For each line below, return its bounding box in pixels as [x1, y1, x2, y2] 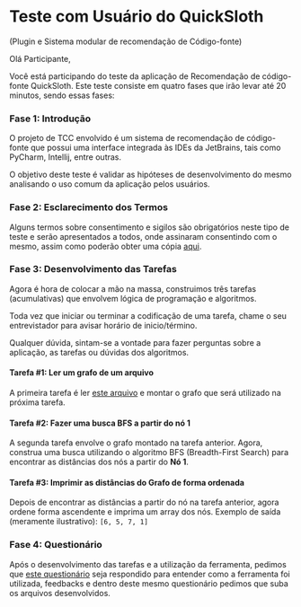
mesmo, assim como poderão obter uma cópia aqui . [9, 241, 202, 251]
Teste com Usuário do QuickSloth [9, 6, 264, 27]
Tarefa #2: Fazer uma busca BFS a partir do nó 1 [9, 418, 190, 428]
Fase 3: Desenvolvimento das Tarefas [9, 263, 177, 276]
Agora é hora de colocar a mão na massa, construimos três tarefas [9, 283, 257, 294]
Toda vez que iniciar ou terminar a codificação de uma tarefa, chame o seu [9, 310, 288, 321]
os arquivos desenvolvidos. [9, 587, 111, 598]
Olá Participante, [9, 53, 72, 64]
